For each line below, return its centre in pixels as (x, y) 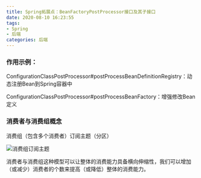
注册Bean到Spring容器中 (42, 84)
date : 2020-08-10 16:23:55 (40, 17)
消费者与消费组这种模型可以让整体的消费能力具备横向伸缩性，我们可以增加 (99, 161)
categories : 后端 (27, 40)
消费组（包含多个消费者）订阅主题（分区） (59, 136)
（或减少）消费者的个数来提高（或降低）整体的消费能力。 (78, 169)
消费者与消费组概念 (34, 121)
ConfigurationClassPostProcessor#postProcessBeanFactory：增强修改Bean (101, 97)
